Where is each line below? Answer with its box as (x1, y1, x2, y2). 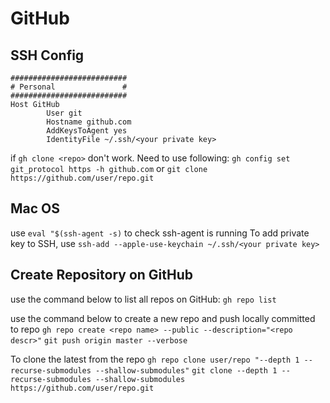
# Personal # (10, 82, 128, 92)
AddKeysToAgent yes (46, 126, 128, 136)
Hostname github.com (46, 117, 132, 127)
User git (46, 108, 83, 118)
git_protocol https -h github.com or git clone (10, 163, 208, 174)
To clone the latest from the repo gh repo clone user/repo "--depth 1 (10, 353, 300, 365)
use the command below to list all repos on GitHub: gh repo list (10, 293, 277, 305)
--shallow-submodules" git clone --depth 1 (95, 365, 278, 376)
